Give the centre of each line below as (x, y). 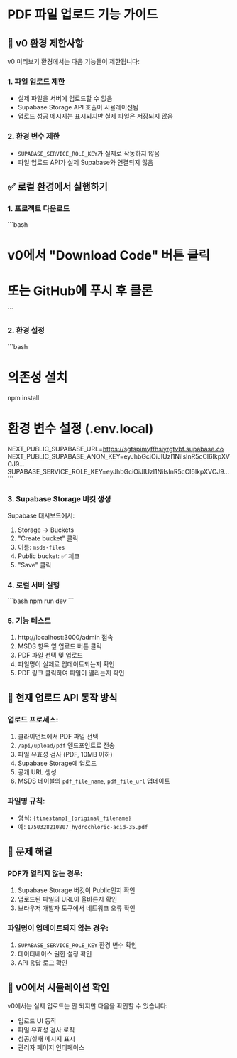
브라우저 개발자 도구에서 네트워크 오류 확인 (77, 908)
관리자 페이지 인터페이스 (51, 1048)
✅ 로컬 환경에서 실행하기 (57, 187)
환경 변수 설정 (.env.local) (81, 428)
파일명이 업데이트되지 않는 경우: (58, 929)
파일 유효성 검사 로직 (46, 1030)
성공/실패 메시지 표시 (46, 1039)
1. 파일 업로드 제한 (36, 81)
